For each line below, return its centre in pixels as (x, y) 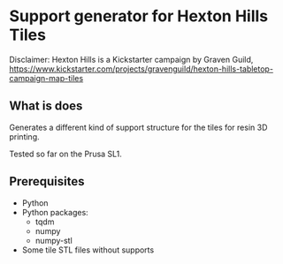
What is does (46, 106)
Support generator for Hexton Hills (139, 16)
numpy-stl (54, 240)
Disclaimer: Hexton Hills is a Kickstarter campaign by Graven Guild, (131, 59)
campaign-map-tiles (46, 78)
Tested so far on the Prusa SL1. (65, 154)
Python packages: (55, 212)
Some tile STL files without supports (88, 250)
